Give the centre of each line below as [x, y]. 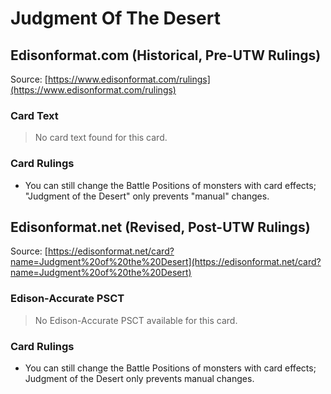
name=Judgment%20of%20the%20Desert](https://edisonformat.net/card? [166, 262]
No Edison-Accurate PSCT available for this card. [136, 320]
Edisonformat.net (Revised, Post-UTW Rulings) [160, 227]
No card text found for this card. [101, 138]
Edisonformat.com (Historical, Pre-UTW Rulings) [166, 55]
